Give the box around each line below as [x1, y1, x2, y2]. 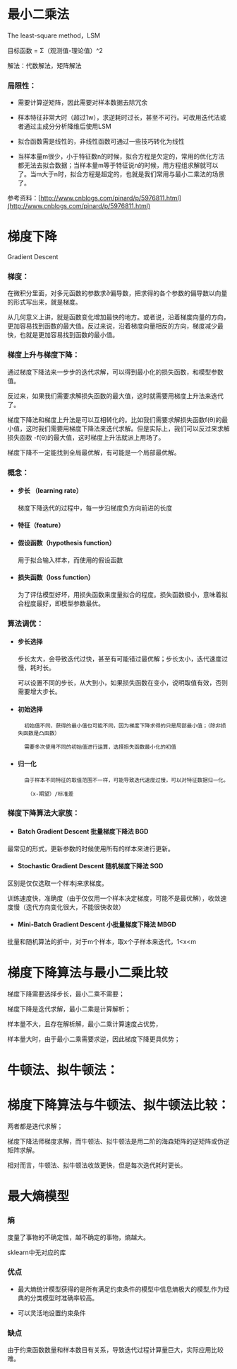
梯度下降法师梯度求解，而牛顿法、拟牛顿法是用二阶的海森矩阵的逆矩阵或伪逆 [7, 1137, 230, 1146]
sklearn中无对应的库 [7, 1248, 66, 1256]
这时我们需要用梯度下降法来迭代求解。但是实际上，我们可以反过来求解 [25, 424, 230, 433]
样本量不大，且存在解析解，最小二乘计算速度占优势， [7, 1019, 162, 1028]
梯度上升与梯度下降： [7, 350, 80, 360]
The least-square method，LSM [7, 31, 101, 40]
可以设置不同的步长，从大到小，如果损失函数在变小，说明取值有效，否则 [17, 678, 228, 687]
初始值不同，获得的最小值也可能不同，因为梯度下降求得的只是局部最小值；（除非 [24, 722, 221, 729]
